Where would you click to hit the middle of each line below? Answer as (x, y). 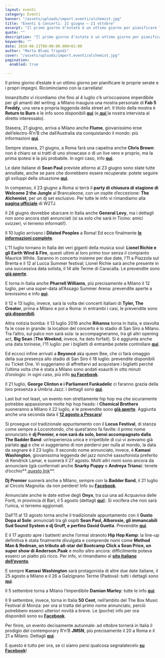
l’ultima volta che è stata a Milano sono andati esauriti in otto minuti (73, 370)
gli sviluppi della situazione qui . (37, 178)
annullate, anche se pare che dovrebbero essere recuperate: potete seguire (82, 173)
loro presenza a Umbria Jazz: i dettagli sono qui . (54, 389)
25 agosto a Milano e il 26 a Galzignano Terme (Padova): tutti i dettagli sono (82, 576)
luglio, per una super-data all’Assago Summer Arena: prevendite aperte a (79, 288)
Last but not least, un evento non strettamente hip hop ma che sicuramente (81, 399)
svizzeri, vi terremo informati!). (36, 224)
